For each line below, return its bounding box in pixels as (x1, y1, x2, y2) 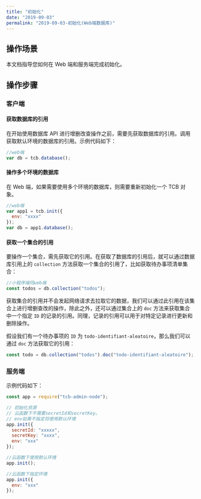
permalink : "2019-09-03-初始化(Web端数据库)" (6, 20, 115, 26)
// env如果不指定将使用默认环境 (6, 416, 76, 422)
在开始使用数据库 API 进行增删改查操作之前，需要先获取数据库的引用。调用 (6, 130, 191, 137)
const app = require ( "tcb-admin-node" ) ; (6, 394, 109, 400)
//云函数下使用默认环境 (6, 455, 57, 461)
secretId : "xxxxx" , (11, 427, 60, 433)
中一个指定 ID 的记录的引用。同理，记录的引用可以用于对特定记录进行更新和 (6, 312, 193, 319)
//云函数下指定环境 (6, 471, 48, 477)
